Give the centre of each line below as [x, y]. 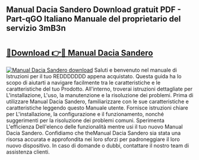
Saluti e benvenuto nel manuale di [135, 70]
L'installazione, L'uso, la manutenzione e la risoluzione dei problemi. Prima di [100, 95]
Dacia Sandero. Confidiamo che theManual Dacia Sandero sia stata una [94, 133]
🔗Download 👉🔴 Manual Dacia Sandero [80, 53]
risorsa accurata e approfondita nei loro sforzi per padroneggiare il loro [93, 139]
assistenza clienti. [28, 152]
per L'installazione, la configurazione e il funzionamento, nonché [85, 114]
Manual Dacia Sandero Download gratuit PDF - [94, 10]
